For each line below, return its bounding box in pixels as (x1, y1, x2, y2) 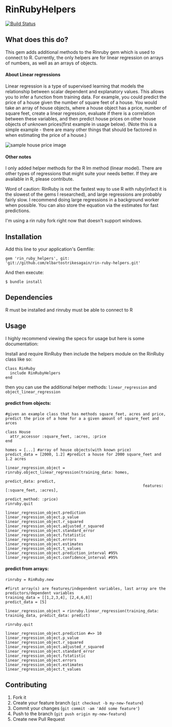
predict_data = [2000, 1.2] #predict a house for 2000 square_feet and (5, 452, 161, 457)
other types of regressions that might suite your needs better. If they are (5, 171, 158, 177)
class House (5, 429, 31, 434)
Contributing (5, 680, 47, 690)
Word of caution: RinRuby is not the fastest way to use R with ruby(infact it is (5, 186, 167, 192)
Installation (5, 232, 42, 241)
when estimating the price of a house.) (5, 132, 87, 138)
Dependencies (5, 293, 53, 302)
